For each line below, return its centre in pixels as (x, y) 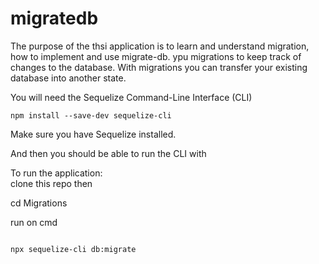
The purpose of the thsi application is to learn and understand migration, (160, 46)
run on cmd (34, 222)
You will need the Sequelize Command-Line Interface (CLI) (131, 97)
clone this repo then (51, 183)
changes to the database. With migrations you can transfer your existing (159, 67)
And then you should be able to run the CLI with (108, 153)
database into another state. (68, 78)
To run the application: (56, 173)
